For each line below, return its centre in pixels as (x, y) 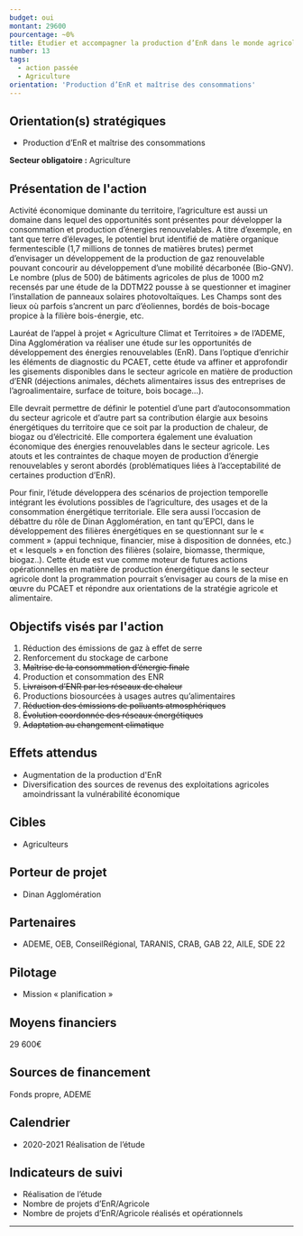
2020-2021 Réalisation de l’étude (84, 1144)
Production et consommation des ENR (93, 677)
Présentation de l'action (78, 189)
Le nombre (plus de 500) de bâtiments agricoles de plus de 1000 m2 (137, 278)
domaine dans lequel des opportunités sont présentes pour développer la (146, 220)
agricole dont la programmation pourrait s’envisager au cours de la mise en (149, 579)
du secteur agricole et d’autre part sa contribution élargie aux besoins (139, 418)
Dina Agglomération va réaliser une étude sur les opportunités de (131, 343)
